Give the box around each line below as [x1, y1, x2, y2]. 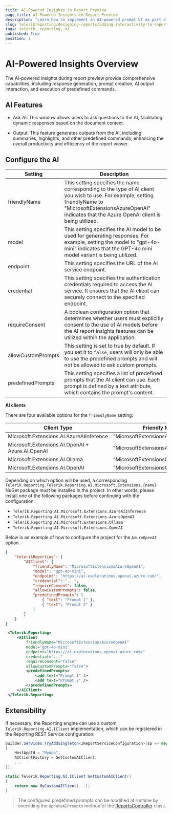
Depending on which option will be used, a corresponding [5, 477, 127, 484]
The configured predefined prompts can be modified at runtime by [17, 797, 159, 804]
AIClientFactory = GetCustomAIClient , [14, 755, 97, 760]
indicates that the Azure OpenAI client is [64, 211, 161, 218]
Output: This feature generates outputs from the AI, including [12, 130, 142, 136]
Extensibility [5, 706, 46, 715]
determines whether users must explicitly [64, 315, 164, 322]
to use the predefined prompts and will [64, 355, 157, 362]
